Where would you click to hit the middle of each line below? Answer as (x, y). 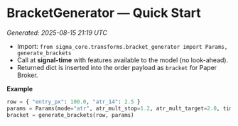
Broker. (27, 75)
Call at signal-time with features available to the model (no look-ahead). (123, 60)
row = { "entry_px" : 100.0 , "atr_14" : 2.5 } (74, 102)
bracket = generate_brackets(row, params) (70, 115)
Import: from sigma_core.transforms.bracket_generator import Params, (122, 46)
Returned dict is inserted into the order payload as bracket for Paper (117, 67)
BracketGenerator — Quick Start (104, 13)
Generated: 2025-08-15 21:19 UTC (57, 33)
